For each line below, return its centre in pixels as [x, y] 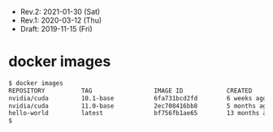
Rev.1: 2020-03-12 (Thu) [61, 20]
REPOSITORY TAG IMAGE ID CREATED [130, 91]
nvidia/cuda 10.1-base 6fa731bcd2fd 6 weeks [130, 98]
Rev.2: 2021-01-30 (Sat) [60, 12]
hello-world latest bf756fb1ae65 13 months [134, 113]
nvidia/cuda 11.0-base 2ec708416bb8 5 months [132, 106]
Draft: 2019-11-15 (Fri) [56, 29]
